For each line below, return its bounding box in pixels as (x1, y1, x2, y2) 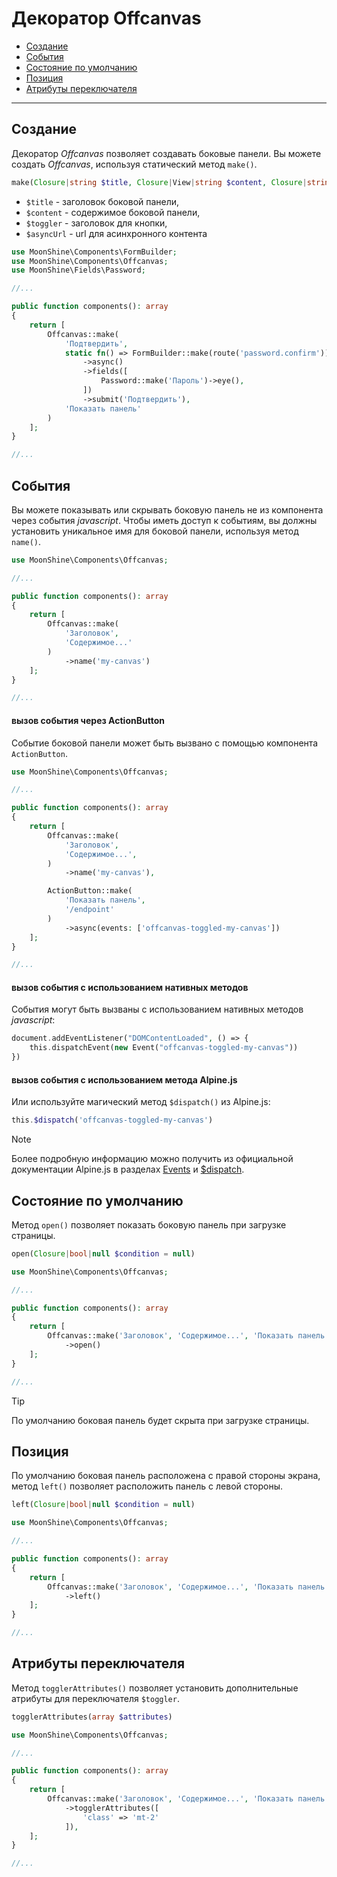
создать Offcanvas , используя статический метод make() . (11, 158, 258, 170)
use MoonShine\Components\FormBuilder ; (11, 247, 178, 257)
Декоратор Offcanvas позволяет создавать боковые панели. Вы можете (11, 147, 322, 159)
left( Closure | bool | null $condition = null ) (11, 1500, 196, 1510)
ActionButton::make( (47, 886, 133, 896)
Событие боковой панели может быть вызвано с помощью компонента (11, 737, 319, 749)
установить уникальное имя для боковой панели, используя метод (11, 525, 299, 537)
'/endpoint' (64, 905, 115, 915)
